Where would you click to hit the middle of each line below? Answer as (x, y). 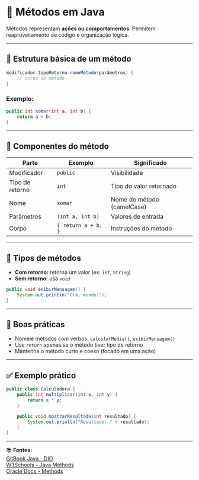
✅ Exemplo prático (41, 375)
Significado (150, 163)
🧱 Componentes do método (58, 146)
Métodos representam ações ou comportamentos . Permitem (81, 28)
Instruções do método (141, 229)
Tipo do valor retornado (143, 186)
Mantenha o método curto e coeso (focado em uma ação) (85, 351)
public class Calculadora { (41, 389)
